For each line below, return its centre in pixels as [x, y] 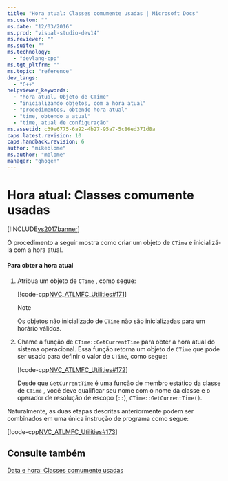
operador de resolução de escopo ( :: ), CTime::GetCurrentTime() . [110, 397]
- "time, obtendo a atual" [52, 116]
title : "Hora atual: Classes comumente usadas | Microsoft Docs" [103, 13]
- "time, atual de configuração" [61, 122]
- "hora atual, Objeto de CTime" [61, 97]
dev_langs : [23, 78]
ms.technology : [29, 52]
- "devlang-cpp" [37, 59]
